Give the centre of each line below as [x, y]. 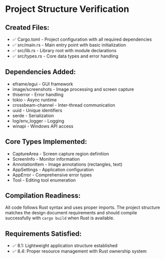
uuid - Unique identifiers [37, 110]
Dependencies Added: [41, 72]
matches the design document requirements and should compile [71, 213]
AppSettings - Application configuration [53, 169]
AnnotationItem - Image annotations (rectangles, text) [67, 164]
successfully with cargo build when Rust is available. [60, 218]
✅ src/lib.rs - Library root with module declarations [64, 50]
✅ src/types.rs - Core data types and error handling [65, 56]
